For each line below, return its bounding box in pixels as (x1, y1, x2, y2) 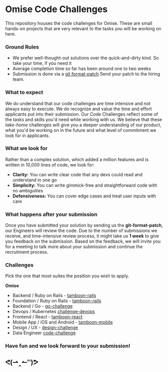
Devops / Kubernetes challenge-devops (12, 309, 95, 315)
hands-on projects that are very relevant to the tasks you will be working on (5, 25, 161, 31)
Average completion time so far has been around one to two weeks (12, 65, 151, 71)
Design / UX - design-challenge (12, 325, 78, 331)
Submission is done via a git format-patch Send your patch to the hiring (12, 71, 160, 77)
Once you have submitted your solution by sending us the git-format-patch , (5, 222, 163, 229)
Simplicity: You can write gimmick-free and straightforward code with (12, 182, 157, 188)
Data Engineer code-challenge (12, 330, 76, 336)
